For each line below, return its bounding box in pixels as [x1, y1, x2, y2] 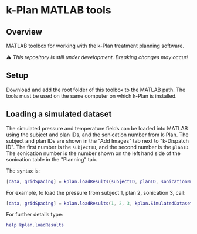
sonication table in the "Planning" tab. [6, 156, 98, 163]
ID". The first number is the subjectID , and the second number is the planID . [6, 143, 190, 150]
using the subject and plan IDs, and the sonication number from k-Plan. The [6, 131, 189, 138]
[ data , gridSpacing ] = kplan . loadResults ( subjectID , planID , [6, 178, 159, 184]
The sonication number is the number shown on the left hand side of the [6, 150, 181, 157]
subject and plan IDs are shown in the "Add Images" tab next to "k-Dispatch [6, 137, 189, 144]
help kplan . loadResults [6, 222, 64, 228]
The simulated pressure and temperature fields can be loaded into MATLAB [6, 125, 188, 132]
